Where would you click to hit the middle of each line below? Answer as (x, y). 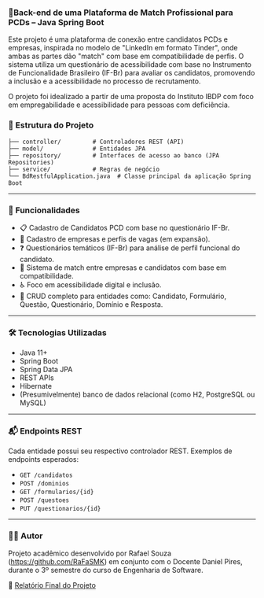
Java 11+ (33, 353)
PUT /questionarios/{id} (60, 509)
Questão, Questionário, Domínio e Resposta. (91, 304)
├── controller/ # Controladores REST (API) (96, 142)
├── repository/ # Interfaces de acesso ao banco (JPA (114, 155)
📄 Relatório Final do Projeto (52, 585)
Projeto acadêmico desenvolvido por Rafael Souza (90, 553)
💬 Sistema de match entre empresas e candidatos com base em (123, 268)
